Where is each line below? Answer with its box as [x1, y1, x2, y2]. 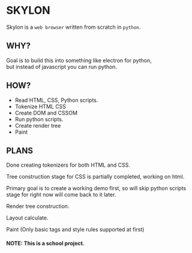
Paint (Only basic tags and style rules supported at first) [6, 226, 145, 233]
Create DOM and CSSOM [14, 109, 78, 116]
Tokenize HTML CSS [14, 103, 67, 110]
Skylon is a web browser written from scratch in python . [6, 23, 141, 31]
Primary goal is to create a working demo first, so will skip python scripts [6, 185, 187, 192]
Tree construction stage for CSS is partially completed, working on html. [6, 173, 185, 180]
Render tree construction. [6, 203, 70, 210]
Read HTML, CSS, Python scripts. [14, 97, 98, 104]
